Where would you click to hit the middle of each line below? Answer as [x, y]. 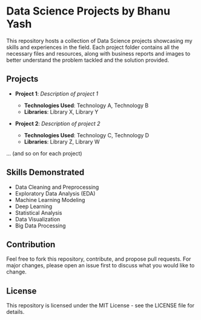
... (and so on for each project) [44, 153]
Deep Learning [34, 206]
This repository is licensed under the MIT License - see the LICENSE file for [100, 305]
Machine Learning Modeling [50, 200]
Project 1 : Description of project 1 [57, 93]
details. [15, 312]
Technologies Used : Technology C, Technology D [87, 135]
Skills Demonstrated [45, 173]
